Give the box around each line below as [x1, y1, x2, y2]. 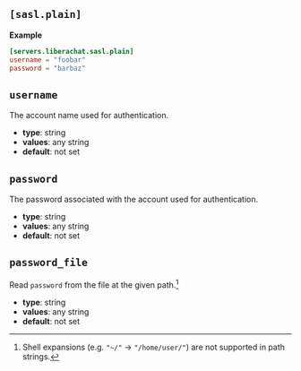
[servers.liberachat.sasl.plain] [9, 47, 134, 56]
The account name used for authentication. [9, 110, 169, 121]
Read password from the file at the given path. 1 [9, 278, 179, 290]
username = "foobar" [9, 55, 87, 65]
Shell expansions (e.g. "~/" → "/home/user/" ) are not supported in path [21, 341, 285, 352]
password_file [9, 256, 88, 269]
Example [9, 30, 43, 40]
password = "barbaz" [9, 64, 87, 73]
